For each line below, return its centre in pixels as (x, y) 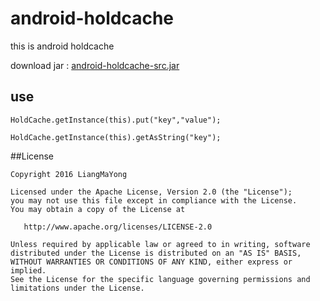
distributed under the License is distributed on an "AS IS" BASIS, (156, 253)
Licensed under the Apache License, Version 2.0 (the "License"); (151, 192)
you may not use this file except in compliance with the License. (154, 200)
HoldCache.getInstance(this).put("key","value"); (116, 120)
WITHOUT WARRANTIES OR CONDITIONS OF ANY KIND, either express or (151, 262)
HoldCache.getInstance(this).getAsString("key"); (116, 137)
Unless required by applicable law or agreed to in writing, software (160, 244)
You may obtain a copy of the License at (98, 209)
